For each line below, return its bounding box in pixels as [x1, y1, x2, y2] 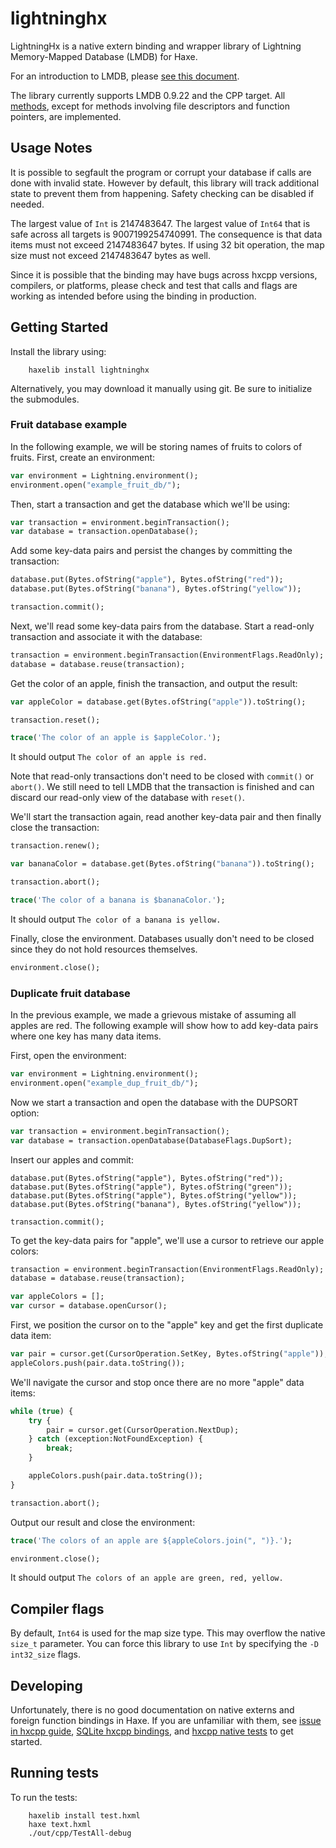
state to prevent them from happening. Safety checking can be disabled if [10, 187, 315, 199]
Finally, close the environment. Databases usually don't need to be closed [10, 932, 315, 944]
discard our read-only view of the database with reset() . [10, 792, 245, 804]
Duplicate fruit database [10, 986, 131, 1000]
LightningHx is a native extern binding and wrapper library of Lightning [10, 40, 302, 52]
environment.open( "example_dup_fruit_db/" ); [10, 1078, 199, 1088]
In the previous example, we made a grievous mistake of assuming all [10, 1009, 297, 1021]
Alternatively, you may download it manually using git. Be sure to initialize [10, 382, 313, 394]
